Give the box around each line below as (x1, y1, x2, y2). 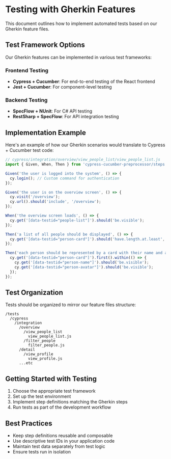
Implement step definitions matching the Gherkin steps (12, 399, 128, 405)
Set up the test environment (12, 393, 71, 399)
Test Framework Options (5, 41, 85, 49)
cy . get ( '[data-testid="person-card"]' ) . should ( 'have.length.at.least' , (10, 236, 165, 241)
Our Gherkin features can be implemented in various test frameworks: (5, 54, 152, 60)
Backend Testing (5, 96, 48, 103)
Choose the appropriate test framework (12, 388, 96, 394)
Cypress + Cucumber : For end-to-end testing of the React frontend (12, 78, 155, 85)
